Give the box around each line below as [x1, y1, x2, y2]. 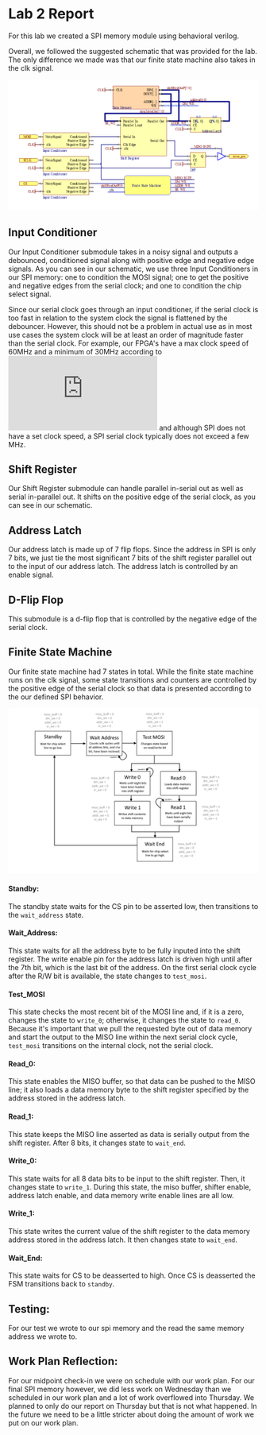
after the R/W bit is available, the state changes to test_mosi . [8, 971, 207, 981]
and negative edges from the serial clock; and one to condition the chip [8, 280, 242, 290]
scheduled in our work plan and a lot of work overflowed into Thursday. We [8, 1392, 255, 1402]
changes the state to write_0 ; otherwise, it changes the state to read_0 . [8, 1015, 241, 1025]
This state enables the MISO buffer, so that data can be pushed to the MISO [8, 1077, 256, 1086]
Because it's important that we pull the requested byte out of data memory [8, 1024, 253, 1034]
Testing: [8, 1302, 50, 1316]
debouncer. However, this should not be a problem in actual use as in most [8, 321, 253, 331]
